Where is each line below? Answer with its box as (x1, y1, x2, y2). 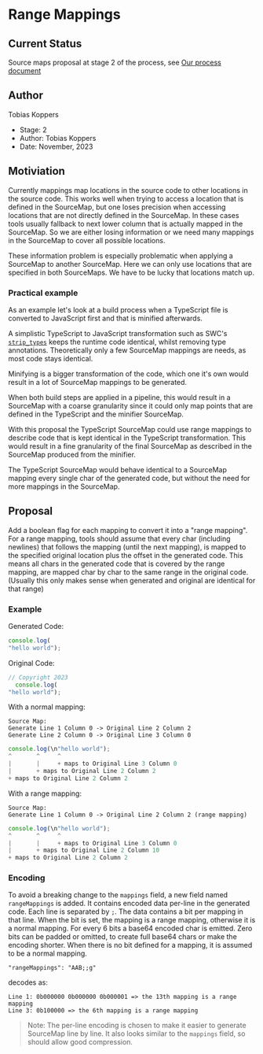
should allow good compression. (27, 1037, 133, 1047)
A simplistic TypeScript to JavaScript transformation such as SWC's (8, 328, 228, 338)
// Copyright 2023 (8, 673, 68, 682)
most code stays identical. (8, 353, 93, 363)
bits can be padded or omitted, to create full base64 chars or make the (8, 932, 237, 941)
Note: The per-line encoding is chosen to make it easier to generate (27, 1021, 247, 1030)
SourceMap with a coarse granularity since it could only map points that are (8, 401, 254, 410)
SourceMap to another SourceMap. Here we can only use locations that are (8, 259, 253, 268)
